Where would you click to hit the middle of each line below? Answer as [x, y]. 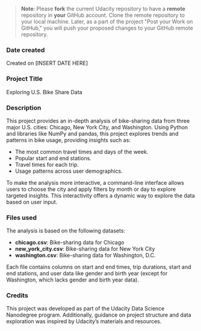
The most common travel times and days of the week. [82, 152]
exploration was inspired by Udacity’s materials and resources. [84, 321]
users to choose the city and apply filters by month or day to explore [91, 189]
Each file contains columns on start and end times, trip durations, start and [99, 267]
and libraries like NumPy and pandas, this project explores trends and [92, 133]
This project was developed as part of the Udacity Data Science [85, 309]
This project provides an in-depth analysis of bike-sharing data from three [98, 121]
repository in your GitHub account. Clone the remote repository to [103, 15]
